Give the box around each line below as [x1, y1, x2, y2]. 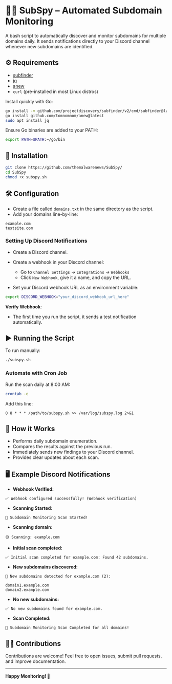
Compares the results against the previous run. [12, 443, 112, 450]
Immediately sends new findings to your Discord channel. [12, 449, 134, 455]
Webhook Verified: [12, 486, 54, 492]
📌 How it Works [5, 424, 55, 433]
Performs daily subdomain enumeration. [12, 438, 98, 444]
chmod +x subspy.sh [5, 174, 47, 179]
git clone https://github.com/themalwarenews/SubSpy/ [5, 165, 123, 170]
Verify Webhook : [5, 303, 42, 310]
